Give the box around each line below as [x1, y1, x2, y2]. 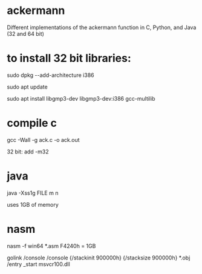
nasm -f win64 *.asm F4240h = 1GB [7, 242, 96, 249]
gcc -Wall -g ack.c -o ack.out [7, 136, 80, 143]
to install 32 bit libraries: [7, 52, 132, 65]
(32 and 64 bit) [7, 30, 45, 37]
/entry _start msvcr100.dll [7, 260, 70, 267]
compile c [7, 116, 57, 130]
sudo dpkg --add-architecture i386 [7, 71, 94, 79]
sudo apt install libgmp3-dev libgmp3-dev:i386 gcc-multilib [7, 95, 155, 102]
